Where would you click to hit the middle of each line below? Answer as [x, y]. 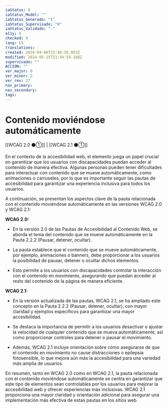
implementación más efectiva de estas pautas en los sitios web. [71, 400]
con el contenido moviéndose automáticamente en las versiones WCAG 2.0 [84, 204]
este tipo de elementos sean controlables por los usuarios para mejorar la [82, 384]
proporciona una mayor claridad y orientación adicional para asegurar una [82, 395]
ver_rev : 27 [18, 81]
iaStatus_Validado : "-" [30, 29]
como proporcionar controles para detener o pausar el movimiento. [82, 338]
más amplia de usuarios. [38, 363]
